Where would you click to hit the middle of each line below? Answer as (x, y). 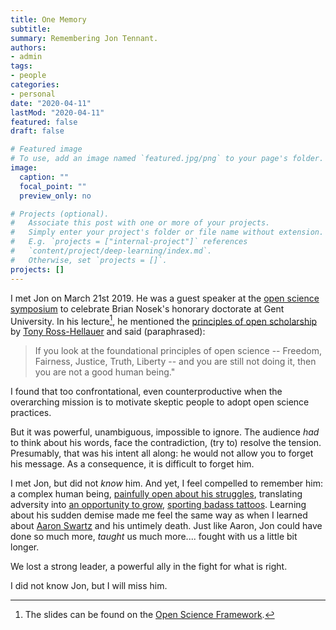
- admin (26, 57)
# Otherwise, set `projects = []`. (89, 260)
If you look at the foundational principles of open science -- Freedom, (178, 351)
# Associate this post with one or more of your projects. (140, 223)
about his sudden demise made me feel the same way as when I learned (159, 515)
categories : (35, 85)
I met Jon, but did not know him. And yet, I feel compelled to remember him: (167, 483)
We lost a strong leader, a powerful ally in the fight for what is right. (149, 567)
